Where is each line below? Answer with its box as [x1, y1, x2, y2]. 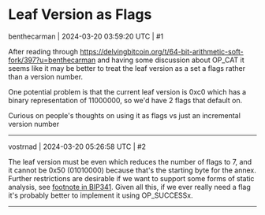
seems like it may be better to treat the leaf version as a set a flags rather [8, 63, 246, 72]
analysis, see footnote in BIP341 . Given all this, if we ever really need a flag [8, 182, 251, 191]
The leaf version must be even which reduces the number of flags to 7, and [8, 157, 252, 166]
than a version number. [8, 72, 84, 81]
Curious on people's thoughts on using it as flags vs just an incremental [8, 110, 241, 120]
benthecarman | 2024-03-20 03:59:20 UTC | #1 [8, 32, 164, 41]
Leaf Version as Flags [8, 6, 152, 24]
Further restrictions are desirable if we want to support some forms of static [8, 173, 255, 183]
